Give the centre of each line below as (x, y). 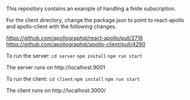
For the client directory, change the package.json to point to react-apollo (95, 20)
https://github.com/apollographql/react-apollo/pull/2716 (75, 38)
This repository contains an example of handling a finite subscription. (91, 9)
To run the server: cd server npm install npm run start (74, 56)
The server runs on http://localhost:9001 (56, 67)
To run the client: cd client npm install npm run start (73, 79)
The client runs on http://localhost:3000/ (56, 90)
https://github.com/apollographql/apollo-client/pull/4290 (76, 44)
